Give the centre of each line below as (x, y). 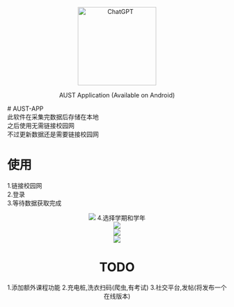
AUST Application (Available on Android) (117, 95)
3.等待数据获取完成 (34, 203)
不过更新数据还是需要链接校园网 (53, 134)
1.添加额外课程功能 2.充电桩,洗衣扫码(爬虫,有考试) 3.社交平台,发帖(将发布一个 (117, 287)
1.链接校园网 (25, 185)
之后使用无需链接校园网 (41, 126)
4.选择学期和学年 (122, 218)
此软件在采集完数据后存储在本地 (53, 117)
